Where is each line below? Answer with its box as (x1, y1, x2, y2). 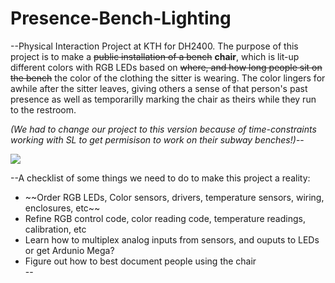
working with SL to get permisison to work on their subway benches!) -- (10, 133, 305, 146)
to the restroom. (10, 103, 77, 116)
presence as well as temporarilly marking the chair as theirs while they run (10, 93, 317, 105)
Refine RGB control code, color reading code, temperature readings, (24, 212, 306, 224)
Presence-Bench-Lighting (10, 7, 232, 30)
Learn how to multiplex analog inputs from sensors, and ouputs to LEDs (24, 233, 320, 246)
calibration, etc (24, 223, 87, 235)
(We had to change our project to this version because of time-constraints (10, 123, 317, 135)
